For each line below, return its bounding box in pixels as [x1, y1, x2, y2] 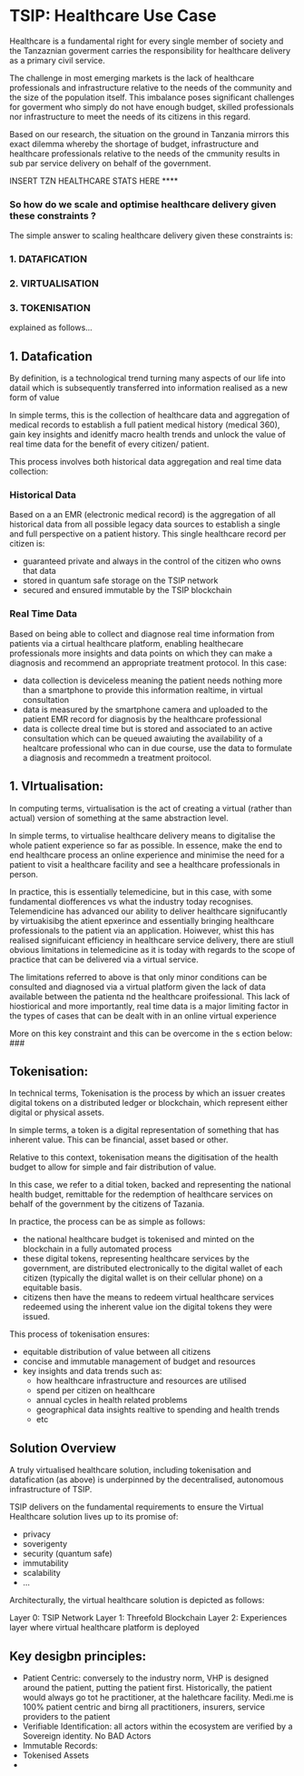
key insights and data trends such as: [22, 1366, 162, 1377]
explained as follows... [9, 322, 93, 333]
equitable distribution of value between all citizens [22, 1347, 211, 1358]
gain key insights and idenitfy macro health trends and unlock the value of [9, 429, 286, 440]
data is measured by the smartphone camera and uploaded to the [22, 704, 269, 715]
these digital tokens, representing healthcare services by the [22, 1253, 250, 1264]
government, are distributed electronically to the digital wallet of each [22, 1263, 283, 1274]
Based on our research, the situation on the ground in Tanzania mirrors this [9, 128, 289, 139]
